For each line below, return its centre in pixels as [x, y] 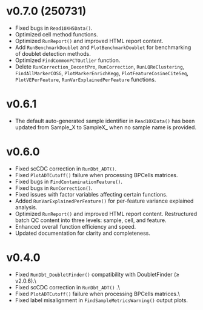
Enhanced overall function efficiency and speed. [75, 226]
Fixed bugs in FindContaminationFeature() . [69, 181]
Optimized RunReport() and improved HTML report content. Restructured [106, 214]
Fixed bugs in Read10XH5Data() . [54, 28]
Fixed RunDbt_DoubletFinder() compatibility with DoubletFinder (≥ [97, 274]
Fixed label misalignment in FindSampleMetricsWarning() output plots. [101, 300]
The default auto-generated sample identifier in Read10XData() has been [105, 121]
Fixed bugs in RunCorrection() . [54, 188]
